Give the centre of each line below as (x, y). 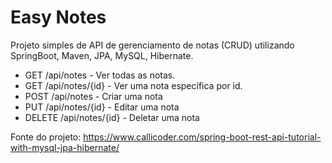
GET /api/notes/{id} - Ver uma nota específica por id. (133, 85)
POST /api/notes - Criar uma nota (93, 96)
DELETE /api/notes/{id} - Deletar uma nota (112, 117)
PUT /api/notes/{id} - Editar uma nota (102, 107)
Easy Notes (58, 17)
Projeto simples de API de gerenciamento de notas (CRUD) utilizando (152, 45)
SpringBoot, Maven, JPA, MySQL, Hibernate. (102, 55)
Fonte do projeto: (46, 137)
